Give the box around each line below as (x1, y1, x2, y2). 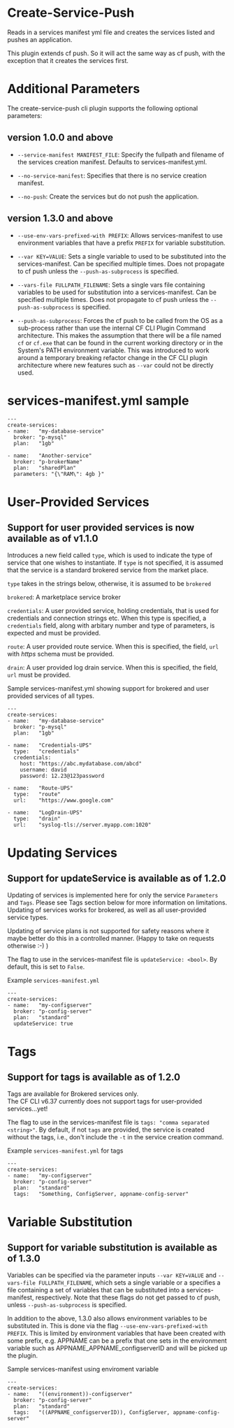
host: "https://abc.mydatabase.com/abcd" (20, 760, 142, 767)
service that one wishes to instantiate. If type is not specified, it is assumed (7, 558, 224, 567)
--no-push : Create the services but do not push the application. (17, 192, 199, 201)
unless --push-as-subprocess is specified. (7, 1301, 127, 1309)
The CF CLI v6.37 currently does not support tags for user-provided (7, 1097, 203, 1106)
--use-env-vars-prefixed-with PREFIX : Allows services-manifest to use (17, 231, 224, 239)
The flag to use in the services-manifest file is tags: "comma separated (7, 1118, 210, 1127)
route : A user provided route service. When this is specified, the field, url (7, 642, 219, 651)
